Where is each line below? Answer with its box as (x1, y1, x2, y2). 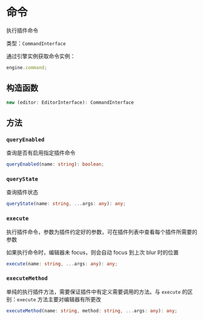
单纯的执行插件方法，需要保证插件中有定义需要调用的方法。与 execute (6, 288, 181, 295)
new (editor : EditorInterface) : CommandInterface (6, 99, 135, 105)
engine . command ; (6, 64, 47, 70)
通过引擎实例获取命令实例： (6, 52, 76, 59)
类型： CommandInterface (6, 39, 66, 47)
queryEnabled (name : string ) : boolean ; (6, 161, 104, 167)
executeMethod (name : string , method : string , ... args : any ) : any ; (6, 307, 178, 314)
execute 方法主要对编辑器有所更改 (17, 295, 102, 303)
